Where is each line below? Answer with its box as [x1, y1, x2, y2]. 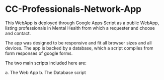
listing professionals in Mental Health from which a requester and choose [5, 25, 155, 31]
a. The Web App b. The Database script [5, 69, 86, 75]
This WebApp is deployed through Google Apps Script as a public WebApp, [5, 20, 159, 26]
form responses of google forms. [5, 50, 73, 56]
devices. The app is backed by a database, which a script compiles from [5, 45, 154, 51]
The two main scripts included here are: [5, 60, 87, 66]
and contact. [5, 30, 31, 36]
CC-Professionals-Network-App [5, 3, 142, 15]
